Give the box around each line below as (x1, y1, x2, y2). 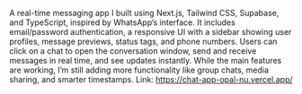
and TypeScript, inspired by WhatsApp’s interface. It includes (9, 17, 235, 28)
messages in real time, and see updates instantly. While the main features (9, 56, 282, 65)
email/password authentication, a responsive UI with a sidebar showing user (9, 27, 292, 37)
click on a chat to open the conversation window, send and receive (9, 46, 257, 56)
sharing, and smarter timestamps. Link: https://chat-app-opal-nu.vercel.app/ (9, 74, 294, 84)
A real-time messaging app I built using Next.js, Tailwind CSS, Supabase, (9, 8, 280, 18)
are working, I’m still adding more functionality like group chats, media (9, 64, 270, 75)
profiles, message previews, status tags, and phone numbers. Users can (9, 36, 278, 47)
